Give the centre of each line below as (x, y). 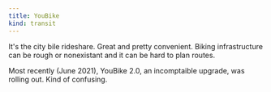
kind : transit (32, 23)
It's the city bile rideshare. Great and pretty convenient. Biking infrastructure (136, 46)
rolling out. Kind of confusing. (58, 79)
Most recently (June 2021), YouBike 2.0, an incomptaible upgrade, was (127, 70)
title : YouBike (34, 16)
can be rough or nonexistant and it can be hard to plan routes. (112, 55)
